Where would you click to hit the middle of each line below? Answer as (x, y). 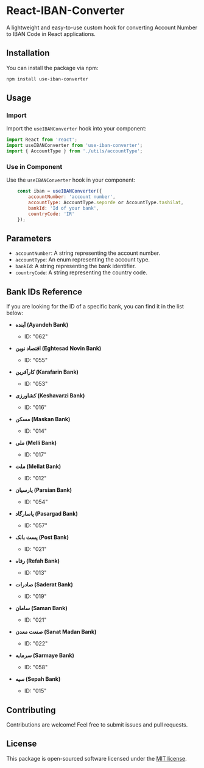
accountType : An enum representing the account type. (83, 260)
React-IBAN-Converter (65, 11)
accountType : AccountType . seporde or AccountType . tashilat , (106, 202)
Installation (28, 53)
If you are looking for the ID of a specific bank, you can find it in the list (95, 307)
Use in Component (34, 166)
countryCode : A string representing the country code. (81, 272)
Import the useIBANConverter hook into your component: (76, 129)
